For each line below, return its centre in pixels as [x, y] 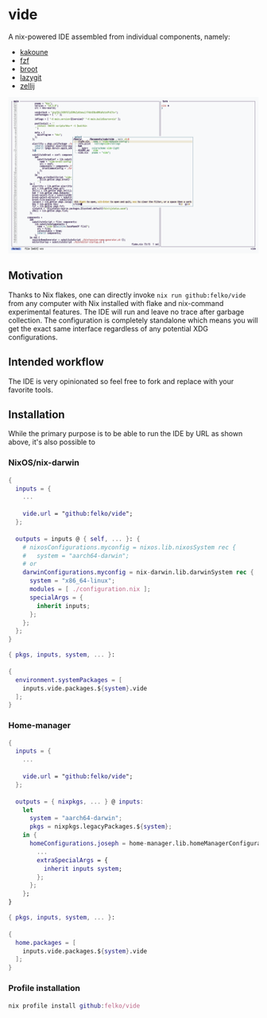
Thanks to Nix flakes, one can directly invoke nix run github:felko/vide [127, 295]
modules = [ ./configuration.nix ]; [90, 590]
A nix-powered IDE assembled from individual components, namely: [119, 37]
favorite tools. [31, 389]
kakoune [34, 52]
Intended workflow [56, 362]
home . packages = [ [46, 943]
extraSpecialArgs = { [73, 860]
